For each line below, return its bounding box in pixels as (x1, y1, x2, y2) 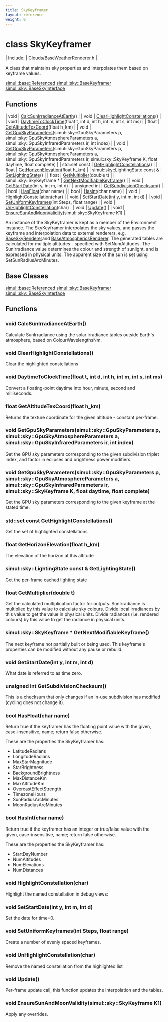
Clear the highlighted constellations (5, 361, 79, 367)
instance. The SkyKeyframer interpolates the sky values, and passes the (5, 225, 154, 231)
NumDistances (12, 867, 44, 873)
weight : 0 (5, 17, 26, 22)
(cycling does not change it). (5, 699, 64, 706)
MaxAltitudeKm (12, 781, 45, 787)
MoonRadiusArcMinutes (12, 802, 63, 808)
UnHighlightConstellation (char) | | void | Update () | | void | (5, 205, 125, 211)
